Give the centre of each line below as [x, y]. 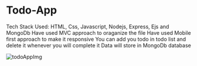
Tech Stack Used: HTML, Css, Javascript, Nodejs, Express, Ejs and [88, 27]
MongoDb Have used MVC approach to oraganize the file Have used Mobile [98, 32]
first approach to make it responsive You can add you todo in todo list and [96, 39]
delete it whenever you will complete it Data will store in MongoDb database [98, 45]
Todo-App [32, 10]
